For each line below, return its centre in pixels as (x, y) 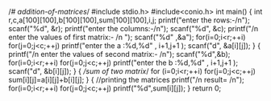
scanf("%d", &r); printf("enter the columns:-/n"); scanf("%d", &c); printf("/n (133, 28)
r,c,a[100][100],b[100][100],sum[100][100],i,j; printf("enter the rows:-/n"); (129, 20)
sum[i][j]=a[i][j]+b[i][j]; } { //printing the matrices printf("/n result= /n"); (126, 80)
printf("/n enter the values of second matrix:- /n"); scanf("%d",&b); (119, 54)
